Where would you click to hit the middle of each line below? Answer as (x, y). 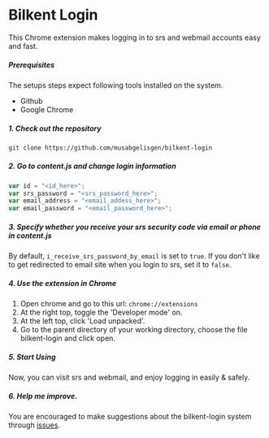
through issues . (35, 425)
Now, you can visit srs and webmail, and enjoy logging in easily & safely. (129, 377)
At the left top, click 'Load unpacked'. (82, 321)
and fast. (23, 46)
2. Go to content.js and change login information (92, 166)
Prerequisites (32, 65)
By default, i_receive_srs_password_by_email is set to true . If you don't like (134, 256)
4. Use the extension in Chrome (63, 283)
